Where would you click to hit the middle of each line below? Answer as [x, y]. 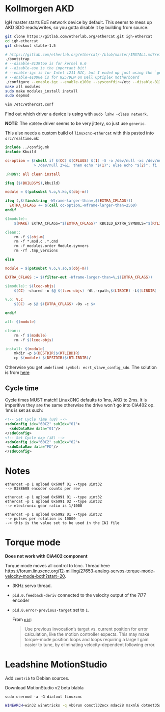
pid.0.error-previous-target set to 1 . [51, 610]
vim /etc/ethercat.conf [29, 105]
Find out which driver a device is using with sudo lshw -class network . [77, 114]
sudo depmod [17, 96]
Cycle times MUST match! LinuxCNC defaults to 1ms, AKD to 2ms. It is [76, 400]
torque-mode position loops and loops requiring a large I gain [86, 639]
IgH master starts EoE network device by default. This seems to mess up [79, 22]
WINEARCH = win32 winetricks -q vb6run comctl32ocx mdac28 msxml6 [72, 705]
